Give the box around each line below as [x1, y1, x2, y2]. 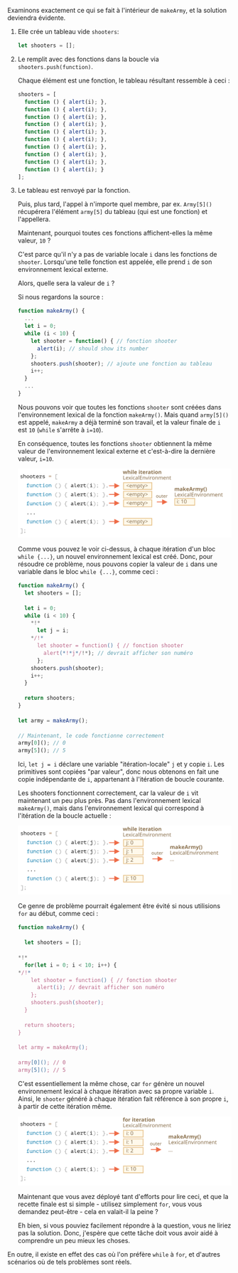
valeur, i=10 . [17, 454, 55, 463]
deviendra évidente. [7, 14, 66, 22]
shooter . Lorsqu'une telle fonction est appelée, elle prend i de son [17, 257, 212, 266]
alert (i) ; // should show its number [36, 345, 149, 352]
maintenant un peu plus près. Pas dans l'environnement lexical [17, 797, 201, 805]
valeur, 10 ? [17, 236, 51, 245]
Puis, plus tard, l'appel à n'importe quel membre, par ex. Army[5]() [17, 200, 212, 208]
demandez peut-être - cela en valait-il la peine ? [17, 1208, 158, 1216]
